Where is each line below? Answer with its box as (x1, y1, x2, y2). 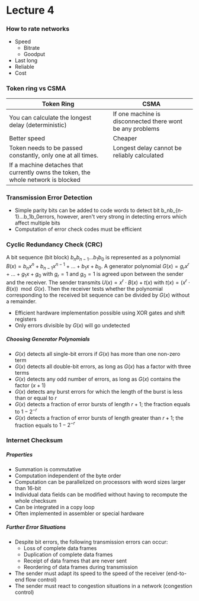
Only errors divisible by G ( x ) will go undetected (14, 322, 130, 329)
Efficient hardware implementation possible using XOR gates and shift (14, 309, 185, 317)
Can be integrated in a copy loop (14, 504, 95, 511)
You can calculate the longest (9, 113, 92, 121)
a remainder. (6, 298, 37, 305)
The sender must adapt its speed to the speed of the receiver (14, 570, 165, 577)
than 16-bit (14, 485, 41, 492)
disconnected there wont (113, 117, 182, 125)
